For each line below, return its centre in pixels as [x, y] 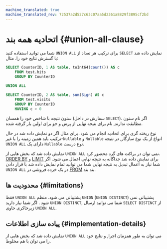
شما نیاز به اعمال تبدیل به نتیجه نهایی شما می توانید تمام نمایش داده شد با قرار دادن [83, 164]
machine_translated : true [32, 10]
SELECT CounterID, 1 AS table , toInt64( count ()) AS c [63, 67]
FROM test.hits [30, 72]
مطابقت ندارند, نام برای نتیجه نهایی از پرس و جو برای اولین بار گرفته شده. [74, 123]
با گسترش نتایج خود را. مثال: [32, 58]
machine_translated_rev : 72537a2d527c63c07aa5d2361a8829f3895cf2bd [77, 14]
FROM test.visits [33, 99]
